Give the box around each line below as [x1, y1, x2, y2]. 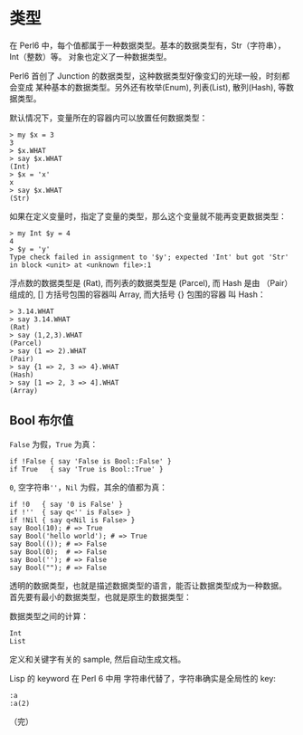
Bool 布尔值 [9, 413, 74, 428]
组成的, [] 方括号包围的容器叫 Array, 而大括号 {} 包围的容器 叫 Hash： [9, 289, 266, 300]
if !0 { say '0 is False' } [9, 500, 124, 509]
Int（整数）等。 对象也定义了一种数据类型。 [9, 51, 172, 62]
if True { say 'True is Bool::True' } [9, 464, 165, 473]
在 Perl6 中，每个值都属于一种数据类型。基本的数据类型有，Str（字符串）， [9, 40, 287, 51]
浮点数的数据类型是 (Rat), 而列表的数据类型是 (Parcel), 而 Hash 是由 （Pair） [9, 277, 293, 288]
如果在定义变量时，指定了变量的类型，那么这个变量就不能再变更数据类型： [9, 210, 287, 222]
